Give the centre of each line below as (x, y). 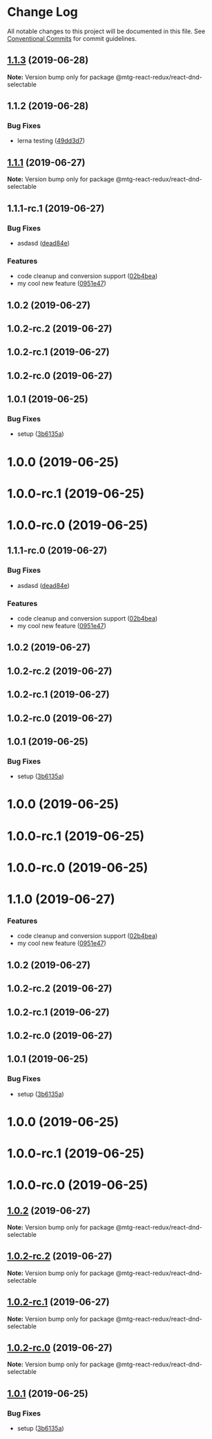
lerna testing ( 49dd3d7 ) (51, 141)
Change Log (42, 12)
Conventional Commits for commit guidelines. (72, 38)
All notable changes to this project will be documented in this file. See (106, 31)
